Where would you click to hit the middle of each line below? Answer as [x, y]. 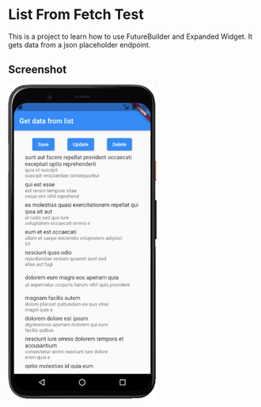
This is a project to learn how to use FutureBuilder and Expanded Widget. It [130, 36]
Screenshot [38, 70]
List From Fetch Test [76, 15]
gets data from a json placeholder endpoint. [79, 44]
